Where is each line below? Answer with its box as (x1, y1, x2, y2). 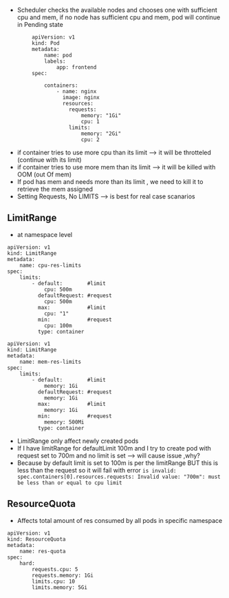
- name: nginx (56, 88, 97, 95)
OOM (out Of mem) (17, 170, 72, 178)
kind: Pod (32, 40, 60, 47)
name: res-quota (19, 548, 67, 555)
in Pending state (17, 21, 63, 28)
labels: (43, 58, 67, 65)
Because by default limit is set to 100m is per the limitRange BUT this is (17, 458, 219, 467)
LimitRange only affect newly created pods (17, 437, 139, 445)
